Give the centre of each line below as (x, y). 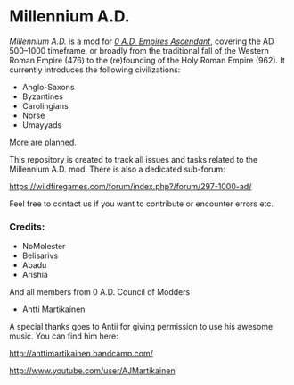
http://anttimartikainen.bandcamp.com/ (82, 354)
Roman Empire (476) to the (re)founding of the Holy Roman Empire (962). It (147, 60)
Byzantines (43, 96)
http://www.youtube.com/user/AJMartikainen (92, 371)
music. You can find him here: (64, 336)
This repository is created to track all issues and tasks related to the (134, 159)
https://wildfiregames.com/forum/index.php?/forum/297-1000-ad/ (131, 186)
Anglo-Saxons (48, 87)
